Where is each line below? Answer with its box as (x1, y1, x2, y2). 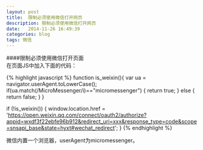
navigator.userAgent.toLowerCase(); (6, 80, 97, 88)
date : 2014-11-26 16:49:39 (6, 25, 80, 32)
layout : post (6, 8, 40, 15)
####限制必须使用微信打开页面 (6, 54, 84, 61)
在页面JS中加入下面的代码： (6, 62, 77, 69)
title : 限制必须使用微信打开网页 (6, 15, 83, 21)
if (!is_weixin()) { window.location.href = (6, 105, 106, 112)
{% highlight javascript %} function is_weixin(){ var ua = (6, 74, 146, 81)
